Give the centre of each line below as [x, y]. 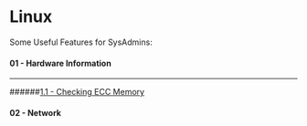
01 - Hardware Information [60, 63]
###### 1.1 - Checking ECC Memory [77, 92]
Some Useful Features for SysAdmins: [81, 42]
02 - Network [36, 112]
